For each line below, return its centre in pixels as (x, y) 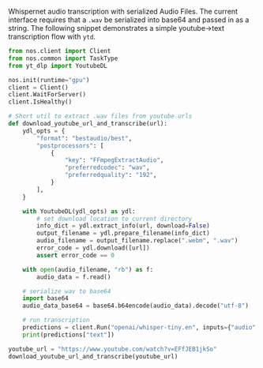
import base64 (45, 299)
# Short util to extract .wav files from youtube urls (100, 116)
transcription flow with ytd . (52, 36)
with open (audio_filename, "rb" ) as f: (88, 269)
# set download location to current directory (115, 219)
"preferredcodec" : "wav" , (107, 168)
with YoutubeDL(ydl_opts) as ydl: (79, 211)
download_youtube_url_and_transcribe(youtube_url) (93, 356)
